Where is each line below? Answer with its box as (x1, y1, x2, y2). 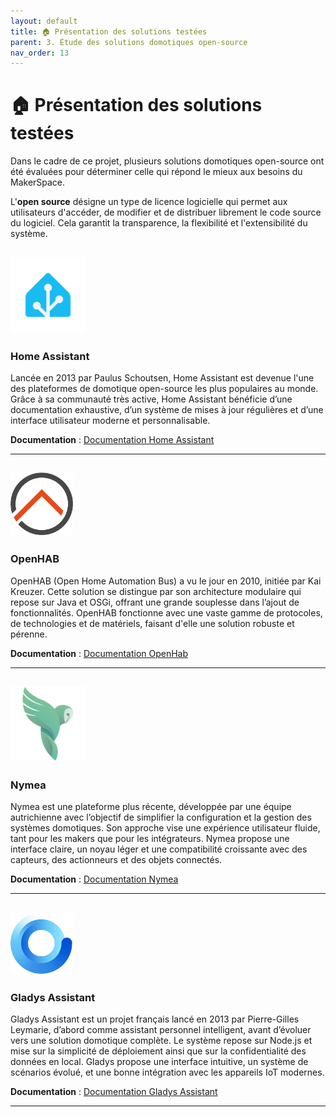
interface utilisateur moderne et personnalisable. (10, 414, 211, 426)
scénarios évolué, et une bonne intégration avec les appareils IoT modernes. (10, 1066, 325, 1079)
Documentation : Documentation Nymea (10, 873, 179, 885)
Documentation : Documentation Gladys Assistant (10, 1086, 218, 1098)
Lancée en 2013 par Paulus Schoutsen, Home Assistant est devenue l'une (10, 371, 315, 384)
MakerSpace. (10, 176, 66, 189)
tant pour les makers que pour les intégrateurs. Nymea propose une (10, 833, 290, 845)
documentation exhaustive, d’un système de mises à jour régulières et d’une (10, 403, 324, 415)
